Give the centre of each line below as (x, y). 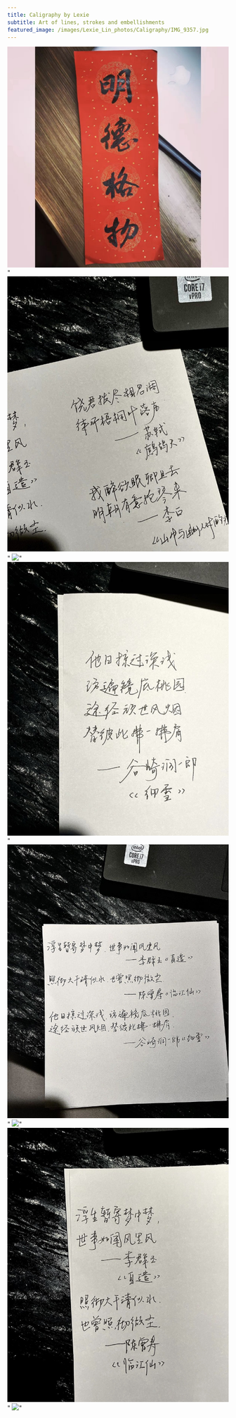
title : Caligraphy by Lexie (48, 15)
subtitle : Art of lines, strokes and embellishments (86, 22)
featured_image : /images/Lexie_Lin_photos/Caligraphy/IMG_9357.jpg (108, 30)
